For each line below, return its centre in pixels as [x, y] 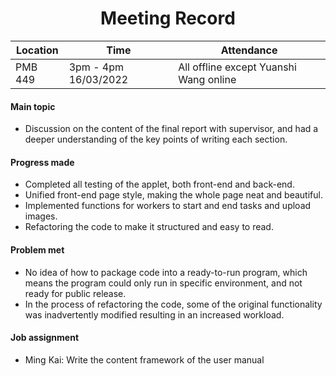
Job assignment [45, 338]
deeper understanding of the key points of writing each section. [156, 139]
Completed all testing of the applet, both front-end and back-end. [159, 184]
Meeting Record [168, 18]
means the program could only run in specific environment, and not [163, 283]
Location [37, 50]
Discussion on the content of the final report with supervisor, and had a [171, 129]
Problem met [37, 249]
